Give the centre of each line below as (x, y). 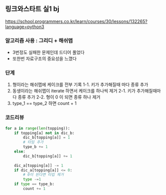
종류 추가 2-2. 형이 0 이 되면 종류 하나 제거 (59, 97)
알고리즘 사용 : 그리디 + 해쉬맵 (39, 40)
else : (20, 151)
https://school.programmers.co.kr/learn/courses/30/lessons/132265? (77, 21)
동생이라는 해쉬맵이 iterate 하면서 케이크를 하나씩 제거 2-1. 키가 (74, 91)
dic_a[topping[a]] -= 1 (39, 165)
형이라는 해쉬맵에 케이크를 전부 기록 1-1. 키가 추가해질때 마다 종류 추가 (80, 84)
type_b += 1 (36, 147)
